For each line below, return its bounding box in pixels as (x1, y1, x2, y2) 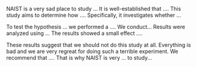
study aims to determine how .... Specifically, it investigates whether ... (6, 11, 181, 19)
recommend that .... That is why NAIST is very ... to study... (6, 54, 152, 61)
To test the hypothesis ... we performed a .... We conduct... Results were (6, 24, 186, 30)
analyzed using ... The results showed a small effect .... (6, 30, 143, 37)
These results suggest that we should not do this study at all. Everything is (6, 42, 191, 48)
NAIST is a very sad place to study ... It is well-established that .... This (6, 5, 181, 12)
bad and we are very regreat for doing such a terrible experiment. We (6, 48, 179, 55)
